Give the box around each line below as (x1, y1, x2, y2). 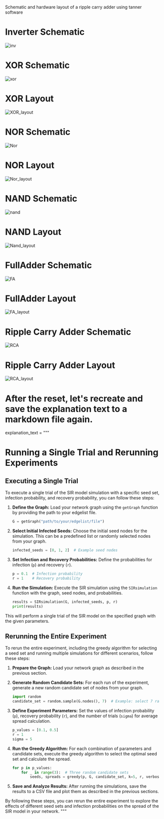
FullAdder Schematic (5, 259, 92, 271)
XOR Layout (5, 93, 54, 104)
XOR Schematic (5, 60, 70, 71)
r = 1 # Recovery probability (12, 576, 81, 581)
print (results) (12, 604, 44, 609)
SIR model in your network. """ (5, 808, 67, 814)
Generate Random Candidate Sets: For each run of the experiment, (12, 680, 149, 685)
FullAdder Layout (5, 293, 76, 304)
